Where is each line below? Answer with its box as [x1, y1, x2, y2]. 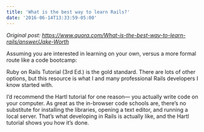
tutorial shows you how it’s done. [6, 119, 89, 126]
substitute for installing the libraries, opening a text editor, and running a [6, 106, 188, 113]
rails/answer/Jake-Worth [6, 38, 69, 45]
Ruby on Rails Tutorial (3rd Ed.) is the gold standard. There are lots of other [6, 68, 196, 75]
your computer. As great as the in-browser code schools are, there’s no [6, 99, 187, 107]
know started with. [6, 81, 53, 89]
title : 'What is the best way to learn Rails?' [6, 9, 130, 15]
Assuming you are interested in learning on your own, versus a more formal [6, 50, 197, 57]
